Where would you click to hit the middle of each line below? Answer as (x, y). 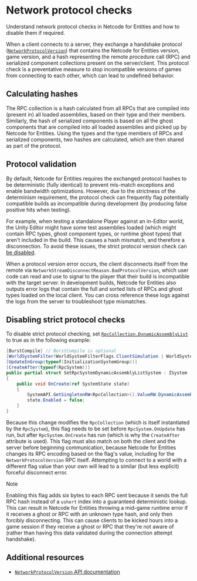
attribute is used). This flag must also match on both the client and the (91, 441)
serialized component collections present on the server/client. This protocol (98, 63)
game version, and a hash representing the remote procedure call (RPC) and (98, 57)
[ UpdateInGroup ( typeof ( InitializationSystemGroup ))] (72, 362)
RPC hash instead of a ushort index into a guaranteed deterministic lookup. (97, 502)
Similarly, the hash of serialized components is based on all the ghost (90, 121)
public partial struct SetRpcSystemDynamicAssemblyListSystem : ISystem (97, 373)
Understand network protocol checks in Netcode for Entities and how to (93, 26)
